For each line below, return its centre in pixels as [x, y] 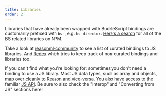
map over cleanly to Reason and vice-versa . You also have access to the [79, 79]
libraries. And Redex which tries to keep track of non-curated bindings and [81, 53]
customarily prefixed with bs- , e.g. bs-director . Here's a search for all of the [83, 33]
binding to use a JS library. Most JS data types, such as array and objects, [81, 73]
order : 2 [14, 14]
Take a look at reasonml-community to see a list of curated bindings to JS [81, 48]
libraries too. [18, 59]
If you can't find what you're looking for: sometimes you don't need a [76, 68]
